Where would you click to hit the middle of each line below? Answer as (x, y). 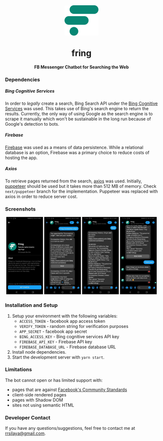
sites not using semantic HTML (43, 405)
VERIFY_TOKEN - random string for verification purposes (74, 326)
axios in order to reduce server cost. (41, 196)
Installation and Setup (32, 305)
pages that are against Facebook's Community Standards (70, 390)
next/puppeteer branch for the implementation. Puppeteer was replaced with (81, 191)
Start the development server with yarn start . (58, 357)
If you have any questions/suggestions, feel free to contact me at (70, 428)
